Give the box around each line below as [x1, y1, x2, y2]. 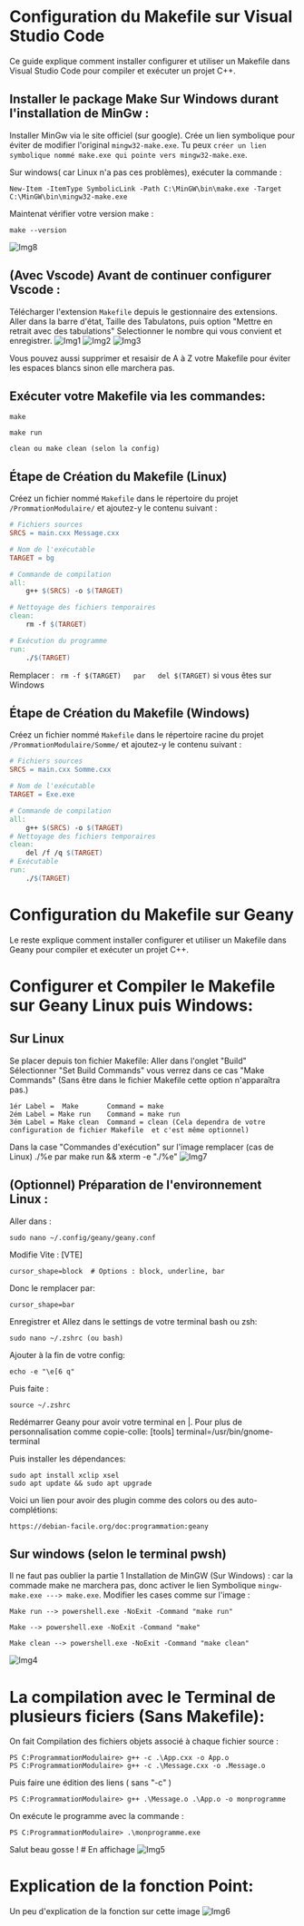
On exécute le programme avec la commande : [9, 1811, 184, 1822]
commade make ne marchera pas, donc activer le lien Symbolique [9, 1580, 257, 1591]
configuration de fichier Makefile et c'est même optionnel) [9, 1125, 250, 1135]
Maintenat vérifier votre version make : [9, 208, 154, 219]
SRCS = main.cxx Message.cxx [9, 529, 120, 538]
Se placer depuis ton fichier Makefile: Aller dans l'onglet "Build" [9, 1055, 247, 1066]
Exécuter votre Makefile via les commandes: [9, 388, 266, 404]
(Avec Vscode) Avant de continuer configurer [9, 268, 272, 283]
